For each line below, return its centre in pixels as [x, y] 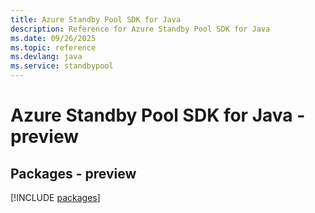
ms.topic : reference [53, 47]
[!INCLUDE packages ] [55, 197]
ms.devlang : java [46, 57]
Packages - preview [73, 173]
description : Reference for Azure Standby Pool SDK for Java [140, 29]
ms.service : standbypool [62, 66]
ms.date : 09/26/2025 [53, 38]
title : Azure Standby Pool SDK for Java [96, 19]
